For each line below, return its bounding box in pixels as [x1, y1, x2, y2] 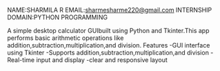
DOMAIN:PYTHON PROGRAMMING [7, 13, 108, 21]
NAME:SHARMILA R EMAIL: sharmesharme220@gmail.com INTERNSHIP [7, 6, 212, 14]
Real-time [7, 56, 35, 64]
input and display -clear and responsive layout [36, 56, 168, 64]
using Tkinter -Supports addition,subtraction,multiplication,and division [7, 48, 209, 57]
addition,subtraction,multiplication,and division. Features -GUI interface [7, 41, 210, 49]
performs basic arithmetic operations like [7, 34, 124, 42]
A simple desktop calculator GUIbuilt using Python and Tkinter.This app [7, 27, 210, 34]
